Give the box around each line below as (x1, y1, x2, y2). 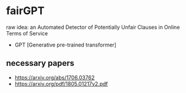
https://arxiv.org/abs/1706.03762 (14, 74, 95, 81)
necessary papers (6, 58, 75, 68)
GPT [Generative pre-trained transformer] (14, 41, 117, 48)
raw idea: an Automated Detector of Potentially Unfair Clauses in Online (6, 24, 180, 31)
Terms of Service (6, 29, 48, 36)
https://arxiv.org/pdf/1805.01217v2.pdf (14, 80, 108, 87)
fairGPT (6, 4, 45, 18)
